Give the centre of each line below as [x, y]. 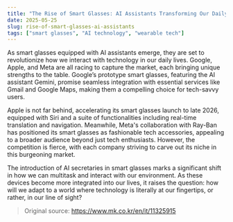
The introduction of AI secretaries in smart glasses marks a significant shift [114, 168]
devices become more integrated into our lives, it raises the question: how [113, 183]
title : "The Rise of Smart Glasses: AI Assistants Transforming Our [108, 14]
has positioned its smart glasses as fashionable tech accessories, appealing [116, 133]
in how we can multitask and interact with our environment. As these [105, 176]
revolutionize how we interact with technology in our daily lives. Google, [110, 60]
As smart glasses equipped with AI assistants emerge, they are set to [106, 53]
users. [16, 97]
